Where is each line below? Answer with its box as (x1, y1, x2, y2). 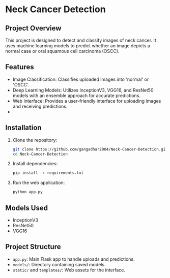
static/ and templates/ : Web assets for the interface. (12, 267, 126, 273)
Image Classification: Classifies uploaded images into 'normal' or (12, 76, 149, 82)
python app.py (12, 190, 43, 195)
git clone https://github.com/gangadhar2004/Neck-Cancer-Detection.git (12, 146, 168, 152)
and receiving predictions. (12, 103, 68, 109)
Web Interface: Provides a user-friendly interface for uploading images (12, 98, 161, 104)
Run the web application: (12, 179, 65, 186)
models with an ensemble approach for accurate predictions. (12, 92, 141, 99)
